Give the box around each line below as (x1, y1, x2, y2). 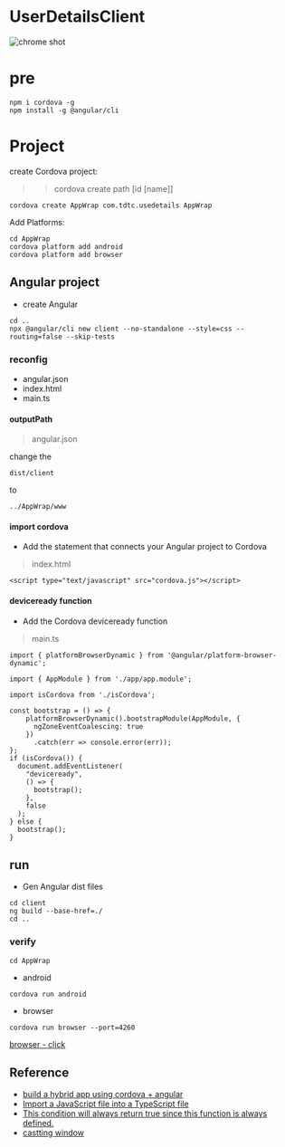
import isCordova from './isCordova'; (9, 690, 156, 699)
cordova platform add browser (9, 250, 124, 259)
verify (9, 935, 36, 948)
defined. (22, 1118, 54, 1129)
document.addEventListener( (17, 761, 124, 770)
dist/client (9, 469, 54, 478)
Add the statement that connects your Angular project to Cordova (22, 541, 267, 552)
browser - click (9, 1038, 66, 1049)
